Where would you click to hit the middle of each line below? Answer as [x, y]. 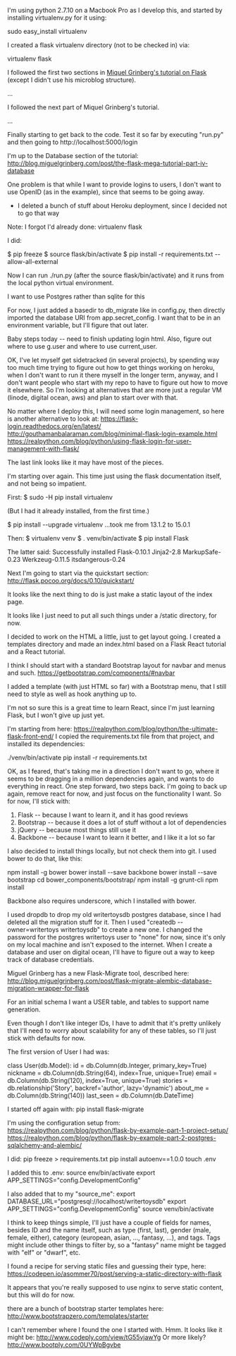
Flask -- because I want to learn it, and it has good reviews [103, 815]
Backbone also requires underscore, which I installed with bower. [102, 901]
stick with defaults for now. [46, 1038]
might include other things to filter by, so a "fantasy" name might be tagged [117, 1245]
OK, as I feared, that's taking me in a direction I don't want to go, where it [113, 771]
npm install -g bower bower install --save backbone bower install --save [112, 872]
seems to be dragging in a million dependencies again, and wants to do [111, 779]
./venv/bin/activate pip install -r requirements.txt [77, 757]
